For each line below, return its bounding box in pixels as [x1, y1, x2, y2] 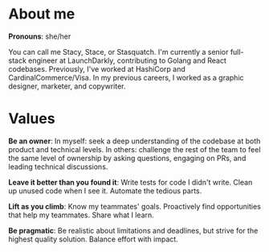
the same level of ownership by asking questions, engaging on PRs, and [8, 153, 247, 163]
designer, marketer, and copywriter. [8, 81, 126, 91]
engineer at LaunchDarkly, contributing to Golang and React [27, 56, 227, 65]
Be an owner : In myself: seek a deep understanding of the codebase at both [8, 136, 261, 146]
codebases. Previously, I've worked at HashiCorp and [8, 64, 186, 73]
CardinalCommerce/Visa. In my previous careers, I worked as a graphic [8, 72, 244, 82]
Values [8, 109, 55, 128]
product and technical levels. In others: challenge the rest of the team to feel [8, 144, 261, 154]
